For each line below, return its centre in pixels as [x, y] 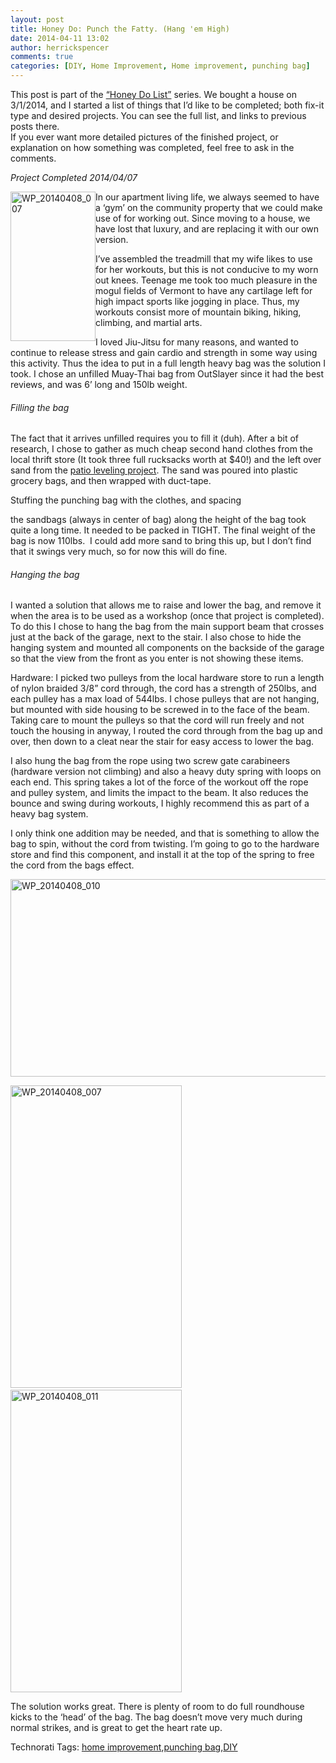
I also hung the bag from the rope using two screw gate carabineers [150, 761]
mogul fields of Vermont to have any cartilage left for [204, 290]
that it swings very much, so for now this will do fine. [119, 552]
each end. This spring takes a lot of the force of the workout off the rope [159, 782]
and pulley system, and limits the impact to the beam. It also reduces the [159, 793]
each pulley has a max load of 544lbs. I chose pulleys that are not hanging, [165, 699]
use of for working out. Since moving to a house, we [203, 218]
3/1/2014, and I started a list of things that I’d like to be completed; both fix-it [167, 105]
